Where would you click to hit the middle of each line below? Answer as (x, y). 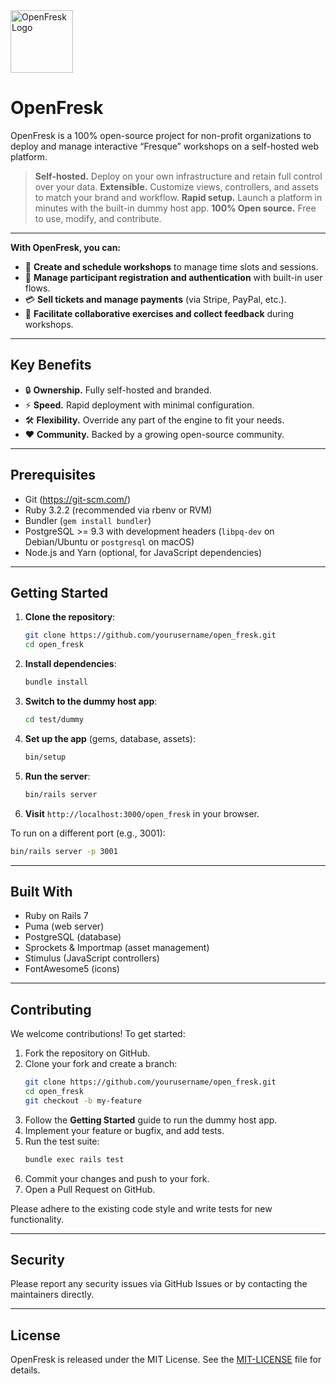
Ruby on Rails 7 (56, 916)
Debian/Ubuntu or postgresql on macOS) (109, 541)
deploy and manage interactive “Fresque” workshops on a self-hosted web (165, 146)
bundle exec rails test (74, 1159)
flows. (37, 288)
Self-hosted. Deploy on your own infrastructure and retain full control (178, 176)
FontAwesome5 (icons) (72, 969)
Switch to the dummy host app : (91, 701)
